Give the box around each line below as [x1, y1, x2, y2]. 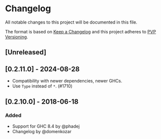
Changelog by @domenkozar [12, 128, 72, 134]
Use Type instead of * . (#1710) [12, 83, 73, 89]
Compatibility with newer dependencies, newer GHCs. [12, 78, 122, 84]
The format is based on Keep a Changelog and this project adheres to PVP [5, 28, 156, 34]
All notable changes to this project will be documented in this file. [5, 19, 138, 25]
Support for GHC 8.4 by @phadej [12, 123, 80, 129]
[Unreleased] [5, 48, 47, 56]
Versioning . [5, 34, 29, 40]
